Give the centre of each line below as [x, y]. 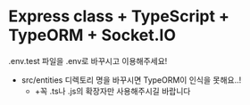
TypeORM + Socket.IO [92, 35]
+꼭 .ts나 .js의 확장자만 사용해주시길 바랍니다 [112, 91]
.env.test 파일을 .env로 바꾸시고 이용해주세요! [88, 61]
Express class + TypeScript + [119, 16]
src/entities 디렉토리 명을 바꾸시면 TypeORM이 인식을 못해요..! [131, 80]
